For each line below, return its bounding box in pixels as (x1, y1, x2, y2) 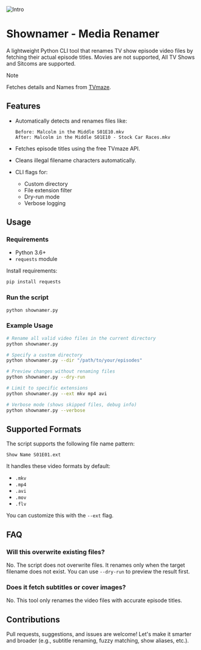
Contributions (6, 614, 60, 625)
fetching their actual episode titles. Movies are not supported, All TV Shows (6, 53, 196, 61)
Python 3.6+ (15, 249, 47, 256)
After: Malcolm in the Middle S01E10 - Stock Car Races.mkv (15, 134, 171, 140)
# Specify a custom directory (6, 352, 83, 358)
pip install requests (6, 279, 61, 285)
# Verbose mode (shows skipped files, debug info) (6, 401, 137, 408)
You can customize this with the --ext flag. (6, 512, 114, 519)
